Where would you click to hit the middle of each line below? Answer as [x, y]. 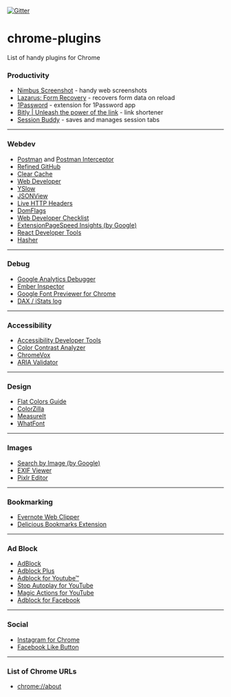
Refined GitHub [38, 166]
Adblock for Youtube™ [48, 578]
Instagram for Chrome [48, 639]
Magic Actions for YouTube [55, 593]
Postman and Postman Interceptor [66, 159]
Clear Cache [35, 174]
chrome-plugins [54, 39]
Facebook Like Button [48, 647]
